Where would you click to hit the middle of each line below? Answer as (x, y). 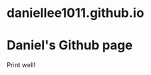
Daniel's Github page (69, 46)
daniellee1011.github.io (75, 13)
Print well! (21, 65)
